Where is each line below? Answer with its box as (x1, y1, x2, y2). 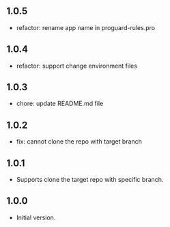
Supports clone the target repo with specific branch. (16, 176, 164, 184)
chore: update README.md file (16, 99, 104, 108)
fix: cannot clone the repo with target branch (16, 137, 143, 146)
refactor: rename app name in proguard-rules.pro (16, 23, 155, 31)
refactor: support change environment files (16, 62, 138, 70)
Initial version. (16, 213, 56, 222)
